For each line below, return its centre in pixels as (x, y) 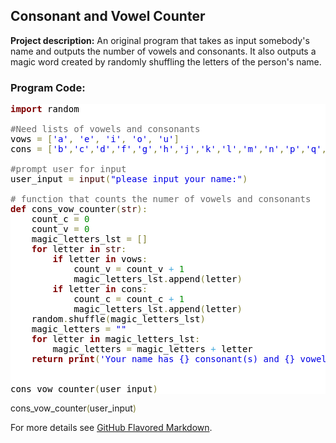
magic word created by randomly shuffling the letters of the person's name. (166, 61)
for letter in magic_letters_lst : (116, 339)
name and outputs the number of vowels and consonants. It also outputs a (163, 51)
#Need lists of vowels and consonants (105, 129)
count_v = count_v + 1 (129, 269)
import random (45, 109)
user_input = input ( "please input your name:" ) (129, 179)
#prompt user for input (68, 169)
